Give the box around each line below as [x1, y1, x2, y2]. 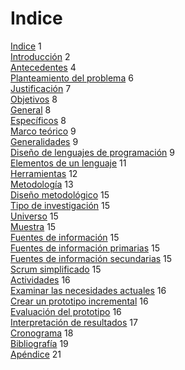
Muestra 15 [10, 220, 57, 232]
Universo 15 [10, 210, 59, 222]
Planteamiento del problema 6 [10, 72, 134, 84]
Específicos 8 [10, 114, 67, 126]
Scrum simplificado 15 [10, 263, 102, 275]
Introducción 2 [10, 50, 71, 62]
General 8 [10, 103, 52, 116]
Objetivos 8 [10, 93, 58, 105]
